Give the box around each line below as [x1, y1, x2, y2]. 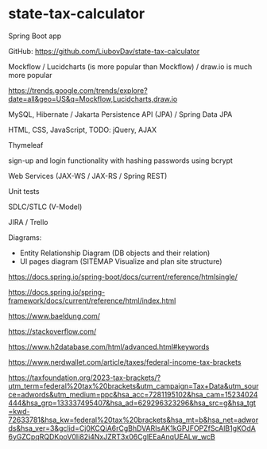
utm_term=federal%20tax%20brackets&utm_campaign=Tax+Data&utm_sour [8, 381, 259, 390]
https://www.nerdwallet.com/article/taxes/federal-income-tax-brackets [8, 357, 242, 366]
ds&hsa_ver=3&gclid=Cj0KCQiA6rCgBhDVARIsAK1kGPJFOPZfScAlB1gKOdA [8, 423, 256, 433]
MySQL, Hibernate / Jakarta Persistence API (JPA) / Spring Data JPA [8, 109, 233, 119]
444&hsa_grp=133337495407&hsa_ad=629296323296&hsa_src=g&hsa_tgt [8, 398, 257, 408]
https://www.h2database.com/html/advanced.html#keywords [8, 342, 210, 351]
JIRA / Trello [8, 217, 48, 226]
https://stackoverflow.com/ [8, 327, 97, 336]
